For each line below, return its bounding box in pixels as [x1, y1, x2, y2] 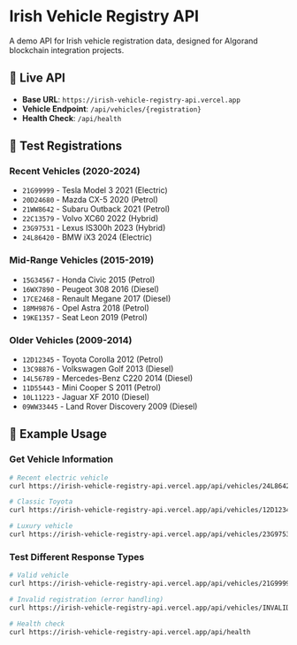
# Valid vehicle [9, 571, 69, 580]
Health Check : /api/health [21, 112, 122, 123]
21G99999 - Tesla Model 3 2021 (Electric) [21, 185, 168, 196]
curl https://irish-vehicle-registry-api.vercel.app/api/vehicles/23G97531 [9, 530, 294, 539]
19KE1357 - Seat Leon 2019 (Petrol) [21, 311, 148, 322]
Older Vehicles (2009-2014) [9, 334, 133, 346]
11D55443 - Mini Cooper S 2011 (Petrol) [21, 382, 162, 393]
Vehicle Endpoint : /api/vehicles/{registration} [21, 104, 202, 114]
